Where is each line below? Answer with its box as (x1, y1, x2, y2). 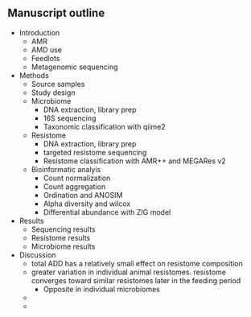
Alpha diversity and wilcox (43, 199, 131, 208)
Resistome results (31, 233, 91, 242)
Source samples (31, 79, 85, 89)
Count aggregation (43, 181, 106, 191)
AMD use (31, 44, 62, 55)
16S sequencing (43, 113, 97, 123)
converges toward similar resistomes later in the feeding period (31, 275, 241, 285)
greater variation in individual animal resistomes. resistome (31, 267, 227, 277)
